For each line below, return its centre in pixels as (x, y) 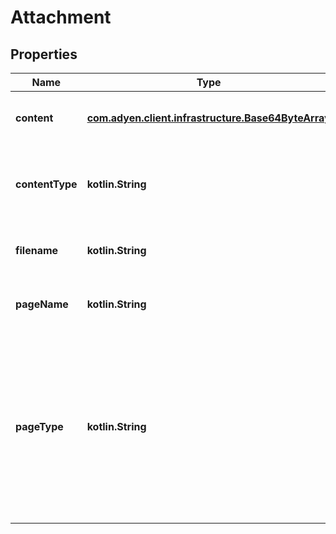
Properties (44, 54)
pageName (42, 304)
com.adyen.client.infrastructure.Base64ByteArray (208, 118)
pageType (39, 426)
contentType (46, 184)
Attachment (61, 17)
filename (37, 250)
